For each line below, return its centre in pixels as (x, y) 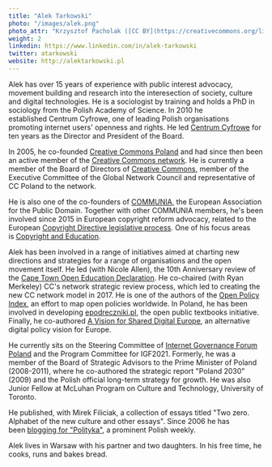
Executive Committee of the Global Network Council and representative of (132, 177)
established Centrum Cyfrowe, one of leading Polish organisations (119, 118)
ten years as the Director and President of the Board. (96, 135)
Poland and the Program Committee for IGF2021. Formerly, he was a (122, 353)
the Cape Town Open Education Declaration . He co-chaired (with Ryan (126, 277)
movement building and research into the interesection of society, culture (131, 92)
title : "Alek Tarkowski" (50, 16)
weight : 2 (25, 39)
